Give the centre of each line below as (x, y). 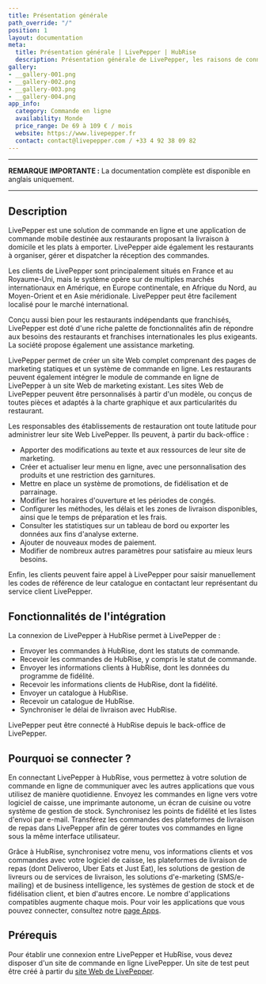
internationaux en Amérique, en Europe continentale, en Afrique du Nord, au (133, 288)
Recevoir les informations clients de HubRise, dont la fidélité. (119, 685)
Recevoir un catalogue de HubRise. (77, 701)
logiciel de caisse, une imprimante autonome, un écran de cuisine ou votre (130, 802)
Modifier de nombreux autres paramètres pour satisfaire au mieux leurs (136, 551)
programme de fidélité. (57, 676)
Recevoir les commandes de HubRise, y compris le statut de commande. (138, 659)
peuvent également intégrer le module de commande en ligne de (114, 378)
